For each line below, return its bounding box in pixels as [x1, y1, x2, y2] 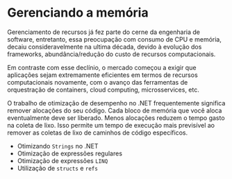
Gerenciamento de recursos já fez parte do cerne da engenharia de [7, 28, 200, 36]
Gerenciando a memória [7, 5, 149, 21]
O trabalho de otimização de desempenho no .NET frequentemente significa [7, 99, 226, 107]
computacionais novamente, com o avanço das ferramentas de [7, 78, 188, 86]
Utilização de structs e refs [17, 164, 99, 172]
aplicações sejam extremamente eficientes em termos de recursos [7, 71, 198, 79]
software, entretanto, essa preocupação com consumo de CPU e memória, [7, 35, 222, 43]
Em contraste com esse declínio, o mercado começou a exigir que [7, 63, 197, 71]
